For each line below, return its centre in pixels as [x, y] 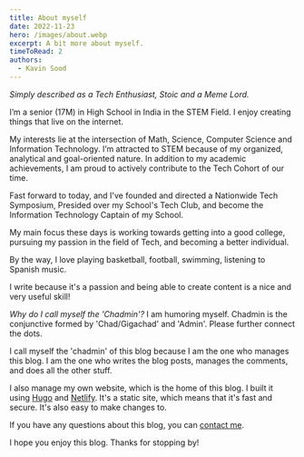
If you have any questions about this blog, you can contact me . [127, 424]
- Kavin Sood [42, 69]
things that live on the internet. [67, 121]
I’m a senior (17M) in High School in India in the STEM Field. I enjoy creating [151, 112]
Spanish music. [38, 269]
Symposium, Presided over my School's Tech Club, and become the [137, 204]
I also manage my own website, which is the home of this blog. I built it [142, 388]
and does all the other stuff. [61, 370]
